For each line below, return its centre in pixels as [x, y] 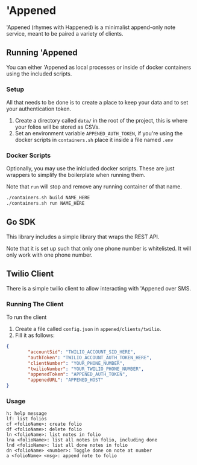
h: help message [27, 414]
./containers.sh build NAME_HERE [48, 198]
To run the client [27, 317]
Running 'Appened [42, 53]
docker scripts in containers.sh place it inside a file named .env [94, 140]
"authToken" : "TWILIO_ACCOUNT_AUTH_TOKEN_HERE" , [90, 358]
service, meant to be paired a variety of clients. [65, 33]
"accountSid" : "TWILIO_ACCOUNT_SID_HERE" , [82, 352]
